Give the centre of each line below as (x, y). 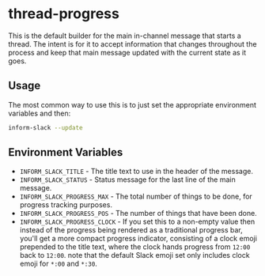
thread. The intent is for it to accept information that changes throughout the (132, 43)
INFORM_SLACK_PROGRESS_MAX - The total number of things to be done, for (136, 197)
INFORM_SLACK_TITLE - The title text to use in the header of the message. (136, 172)
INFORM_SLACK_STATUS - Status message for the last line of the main (127, 180)
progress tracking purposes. (66, 205)
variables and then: (40, 113)
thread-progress (64, 14)
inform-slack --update (45, 127)
